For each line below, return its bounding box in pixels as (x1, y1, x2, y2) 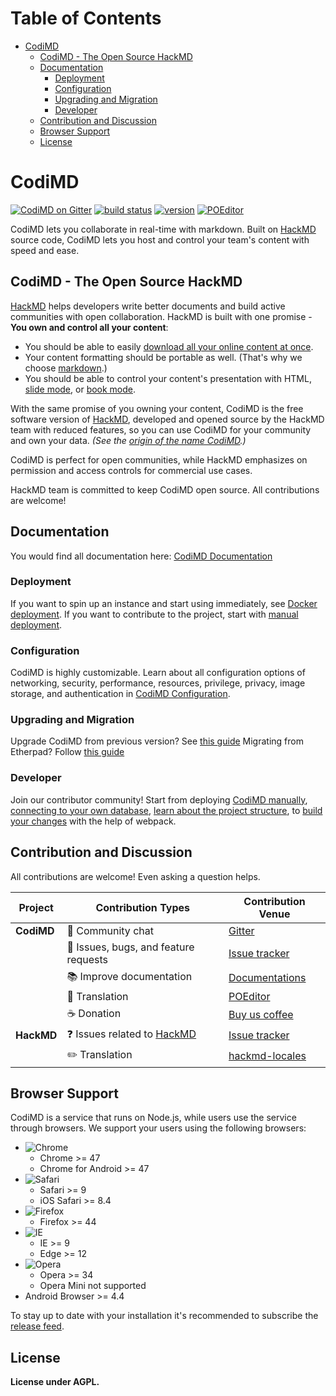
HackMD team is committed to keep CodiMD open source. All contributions (10, 483, 320, 496)
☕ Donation (66, 1006, 122, 1020)
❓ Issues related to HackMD (66, 1027, 197, 1041)
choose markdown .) (24, 362, 108, 374)
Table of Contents (10, 7, 162, 30)
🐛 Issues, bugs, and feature (66, 940, 195, 954)
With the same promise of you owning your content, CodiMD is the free (10, 402, 304, 414)
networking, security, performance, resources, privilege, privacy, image (10, 677, 306, 689)
